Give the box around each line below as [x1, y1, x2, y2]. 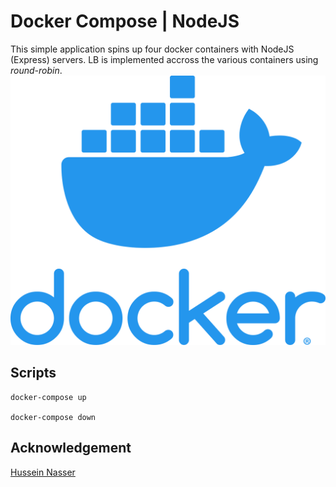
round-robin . [10, 64, 63, 76]
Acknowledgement [10, 440, 132, 457]
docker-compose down [10, 412, 97, 422]
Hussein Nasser [10, 466, 76, 478]
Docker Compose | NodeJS [10, 10, 240, 33]
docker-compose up [10, 392, 87, 402]
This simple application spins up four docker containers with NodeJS [10, 43, 295, 55]
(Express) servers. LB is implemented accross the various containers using [10, 53, 319, 65]
